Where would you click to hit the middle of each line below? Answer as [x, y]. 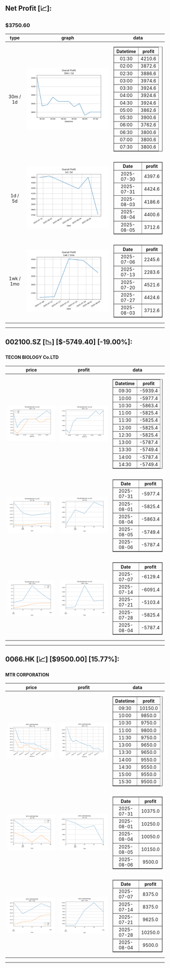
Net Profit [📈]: [29, 8]
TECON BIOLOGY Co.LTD [32, 357]
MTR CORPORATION [27, 675]
